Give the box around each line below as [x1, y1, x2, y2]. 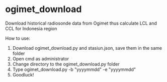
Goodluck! [12, 71, 34, 77]
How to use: [5, 35, 30, 41]
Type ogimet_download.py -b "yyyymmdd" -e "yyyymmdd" [12, 66, 136, 72]
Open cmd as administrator [12, 55, 69, 61]
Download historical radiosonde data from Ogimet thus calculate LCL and [5, 20, 157, 26]
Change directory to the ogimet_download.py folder [12, 61, 120, 67]
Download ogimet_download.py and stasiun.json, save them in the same [12, 45, 162, 51]
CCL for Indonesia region [5, 25, 57, 31]
